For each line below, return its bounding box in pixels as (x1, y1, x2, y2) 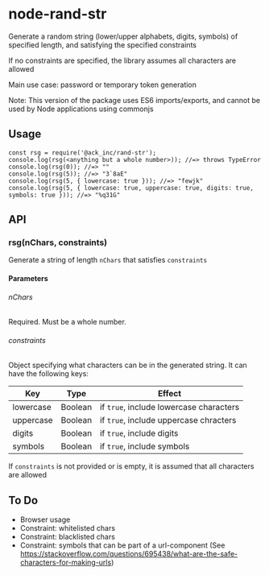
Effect (157, 388, 182, 399)
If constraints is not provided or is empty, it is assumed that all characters (8, 461, 255, 471)
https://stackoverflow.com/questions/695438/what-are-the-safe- (19, 549, 238, 559)
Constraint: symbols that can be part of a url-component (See (19, 540, 226, 550)
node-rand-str (8, 5, 107, 23)
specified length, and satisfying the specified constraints (8, 39, 197, 49)
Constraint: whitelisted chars (19, 523, 115, 533)
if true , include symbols (99, 441, 190, 452)
